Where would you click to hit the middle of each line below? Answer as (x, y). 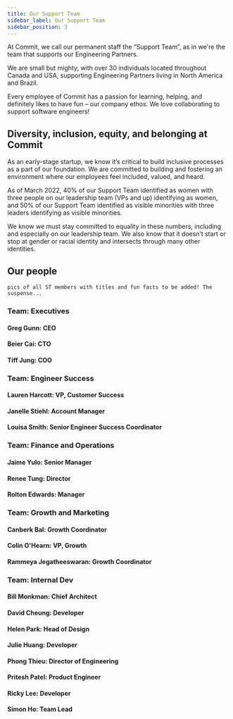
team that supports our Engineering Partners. (73, 54)
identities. (21, 249)
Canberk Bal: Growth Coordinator (57, 530)
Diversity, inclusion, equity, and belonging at (107, 133)
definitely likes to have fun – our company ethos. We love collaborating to (114, 104)
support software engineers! (49, 112)
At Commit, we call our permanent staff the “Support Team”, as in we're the (116, 47)
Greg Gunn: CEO (32, 327)
